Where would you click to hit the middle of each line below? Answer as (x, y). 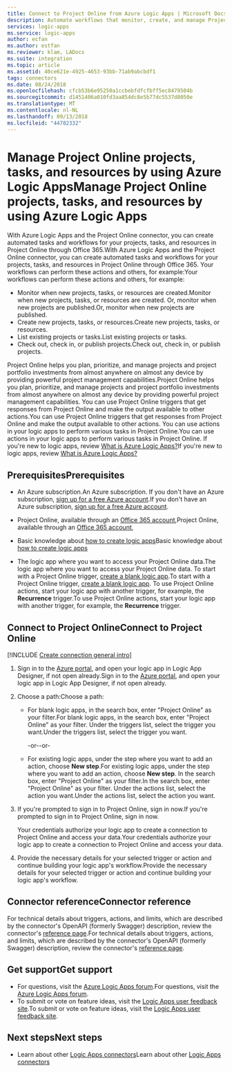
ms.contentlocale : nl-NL (43, 110)
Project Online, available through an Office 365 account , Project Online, (118, 520)
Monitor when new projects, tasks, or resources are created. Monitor (114, 293)
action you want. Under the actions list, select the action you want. (121, 796)
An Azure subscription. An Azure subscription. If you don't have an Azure (120, 492)
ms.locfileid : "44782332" (44, 123)
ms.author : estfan (33, 46)
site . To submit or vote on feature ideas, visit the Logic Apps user (109, 1008)
